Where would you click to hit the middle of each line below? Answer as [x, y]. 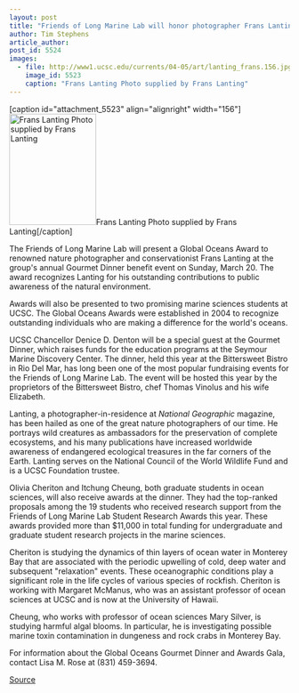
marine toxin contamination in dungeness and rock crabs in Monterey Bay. [145, 635]
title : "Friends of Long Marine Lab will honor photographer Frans [137, 26]
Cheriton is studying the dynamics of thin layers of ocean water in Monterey [148, 552]
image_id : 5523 [53, 76]
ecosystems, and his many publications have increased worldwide [131, 442]
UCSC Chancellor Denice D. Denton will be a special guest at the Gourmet [145, 340]
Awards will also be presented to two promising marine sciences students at [149, 303]
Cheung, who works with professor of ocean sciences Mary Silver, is [135, 616]
